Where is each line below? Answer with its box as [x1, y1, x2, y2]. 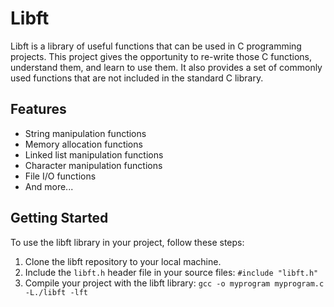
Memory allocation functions [24, 138, 143, 150]
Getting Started [10, 210, 109, 227]
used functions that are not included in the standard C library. [10, 72, 264, 84]
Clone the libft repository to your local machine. [24, 255, 222, 267]
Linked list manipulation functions [24, 148, 164, 161]
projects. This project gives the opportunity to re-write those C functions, [10, 50, 312, 62]
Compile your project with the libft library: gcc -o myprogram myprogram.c [24, 277, 325, 289]
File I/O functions [24, 170, 97, 182]
